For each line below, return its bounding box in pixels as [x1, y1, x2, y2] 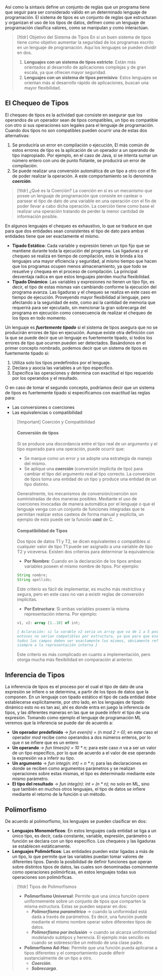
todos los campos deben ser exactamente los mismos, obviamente [16, 638, 150, 643]
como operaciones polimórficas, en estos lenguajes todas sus [12, 869, 136, 875]
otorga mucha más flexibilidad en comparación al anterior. [16, 657, 133, 663]
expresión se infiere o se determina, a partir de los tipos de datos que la [5, 689, 149, 695]
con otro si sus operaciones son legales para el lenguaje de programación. [5, 122, 154, 128]
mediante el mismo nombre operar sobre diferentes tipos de [31, 919, 152, 924]
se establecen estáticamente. [12, 843, 71, 849]
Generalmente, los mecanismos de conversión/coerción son [16, 491, 137, 497]
